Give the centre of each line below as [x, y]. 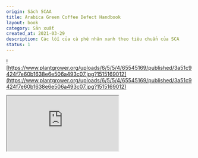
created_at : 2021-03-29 [36, 34]
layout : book [22, 22]
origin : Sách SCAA [29, 12]
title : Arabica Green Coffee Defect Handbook [63, 17]
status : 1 [18, 45]
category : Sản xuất [30, 28]
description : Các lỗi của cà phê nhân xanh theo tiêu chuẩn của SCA [93, 39]
